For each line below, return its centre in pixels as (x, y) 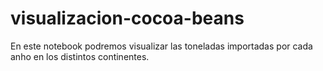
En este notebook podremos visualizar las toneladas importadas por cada (161, 46)
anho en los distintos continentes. (80, 56)
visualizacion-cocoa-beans (127, 18)
